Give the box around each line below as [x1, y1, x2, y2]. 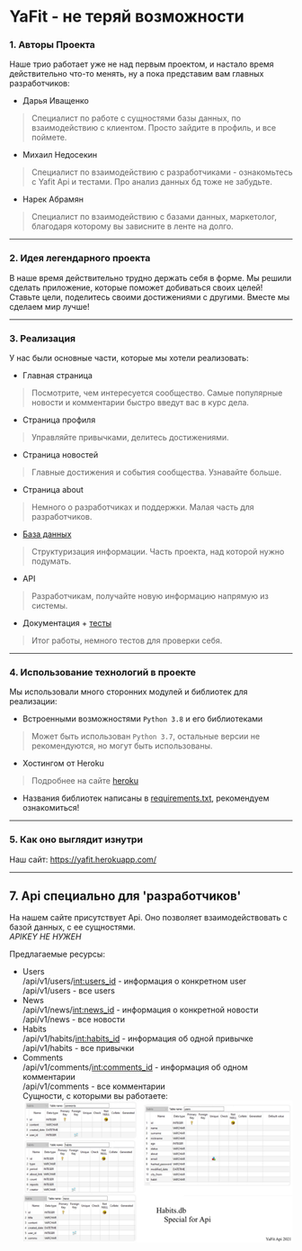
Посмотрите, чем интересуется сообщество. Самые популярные [31, 387, 283, 398]
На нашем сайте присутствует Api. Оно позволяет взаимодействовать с [9, 912, 288, 923]
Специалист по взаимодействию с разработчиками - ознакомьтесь [31, 167, 293, 177]
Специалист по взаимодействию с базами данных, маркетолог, [31, 212, 277, 222]
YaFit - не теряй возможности [9, 6, 244, 27]
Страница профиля [22, 414, 96, 425]
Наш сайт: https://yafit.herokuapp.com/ [9, 854, 157, 865]
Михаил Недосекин [22, 150, 98, 160]
